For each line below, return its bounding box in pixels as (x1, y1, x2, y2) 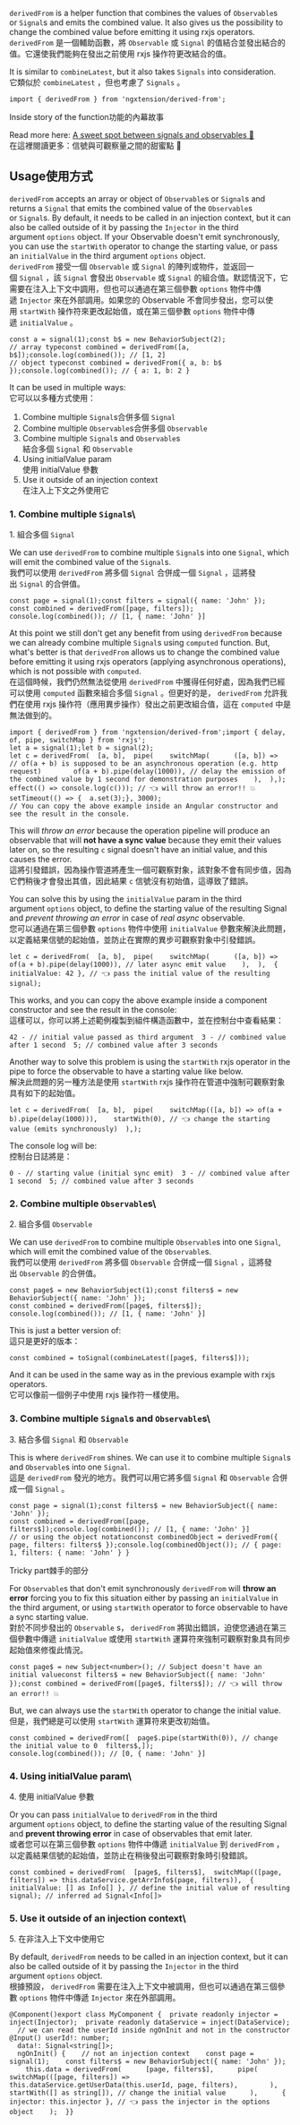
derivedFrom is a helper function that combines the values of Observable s (9, 8, 279, 18)
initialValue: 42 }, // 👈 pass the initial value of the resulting (9, 969, 270, 979)
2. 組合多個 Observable (9, 1219, 93, 1230)
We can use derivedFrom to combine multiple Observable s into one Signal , (9, 1237, 281, 1247)
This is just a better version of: (9, 1325, 122, 1336)
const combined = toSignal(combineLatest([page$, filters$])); (9, 1354, 251, 1363)
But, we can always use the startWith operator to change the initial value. (9, 1705, 282, 1716)
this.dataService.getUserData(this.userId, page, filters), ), (9, 2081, 279, 2090)
